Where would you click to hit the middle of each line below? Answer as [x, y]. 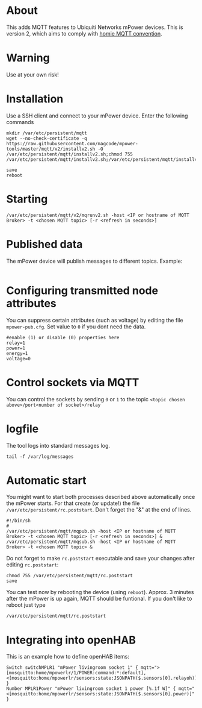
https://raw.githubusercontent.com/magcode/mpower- [72, 143]
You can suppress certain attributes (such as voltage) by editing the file [95, 320]
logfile [23, 429]
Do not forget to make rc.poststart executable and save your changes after [101, 559]
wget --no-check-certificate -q [47, 138]
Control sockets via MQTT [73, 382]
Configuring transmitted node [82, 290]
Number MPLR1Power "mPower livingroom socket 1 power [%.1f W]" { [91, 689]
